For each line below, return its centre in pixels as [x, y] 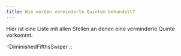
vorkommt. [19, 35]
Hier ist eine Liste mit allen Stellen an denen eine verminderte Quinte [91, 29]
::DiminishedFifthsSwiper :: [39, 46]
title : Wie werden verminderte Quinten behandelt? [71, 12]
